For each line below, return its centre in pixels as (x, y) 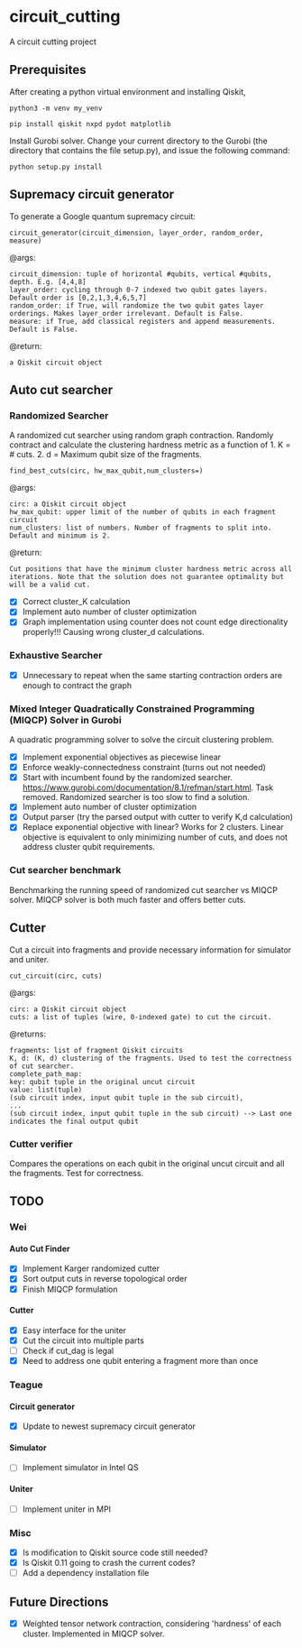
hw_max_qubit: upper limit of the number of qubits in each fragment (143, 512)
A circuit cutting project (53, 41)
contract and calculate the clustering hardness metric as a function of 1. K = (150, 445)
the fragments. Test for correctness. (77, 1173)
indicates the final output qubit (74, 1121)
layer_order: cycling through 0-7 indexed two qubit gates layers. (139, 290)
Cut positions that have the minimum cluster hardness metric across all (151, 569)
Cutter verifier (41, 1144)
